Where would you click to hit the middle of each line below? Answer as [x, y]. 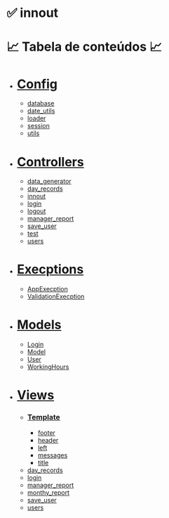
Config [37, 84]
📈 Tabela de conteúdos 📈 [84, 47]
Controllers [50, 162]
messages [53, 455]
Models [39, 325]
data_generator [49, 182]
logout [36, 211]
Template [43, 417]
